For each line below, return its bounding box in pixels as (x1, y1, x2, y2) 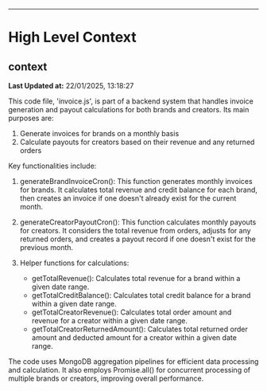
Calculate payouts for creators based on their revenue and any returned (19, 137, 255, 147)
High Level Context (8, 29, 137, 46)
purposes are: (8, 113, 54, 123)
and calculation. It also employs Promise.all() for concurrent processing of (8, 366, 251, 374)
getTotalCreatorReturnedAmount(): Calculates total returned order (31, 324, 248, 334)
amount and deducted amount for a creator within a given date (31, 333, 237, 342)
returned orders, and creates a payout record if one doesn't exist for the (19, 234, 256, 244)
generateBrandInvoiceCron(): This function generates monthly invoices (19, 177, 253, 186)
